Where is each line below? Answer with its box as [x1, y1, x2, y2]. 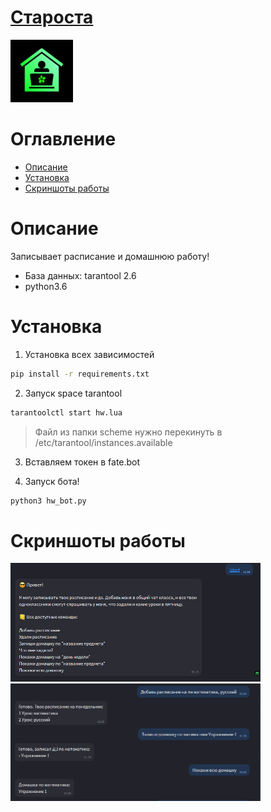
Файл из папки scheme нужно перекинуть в [34, 426, 223, 438]
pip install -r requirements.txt [10, 369, 150, 379]
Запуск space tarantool [24, 387, 123, 399]
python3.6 [24, 280, 68, 292]
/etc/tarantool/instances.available [34, 436, 173, 448]
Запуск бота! [24, 475, 80, 487]
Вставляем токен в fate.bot [24, 456, 141, 468]
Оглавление [10, 128, 117, 151]
